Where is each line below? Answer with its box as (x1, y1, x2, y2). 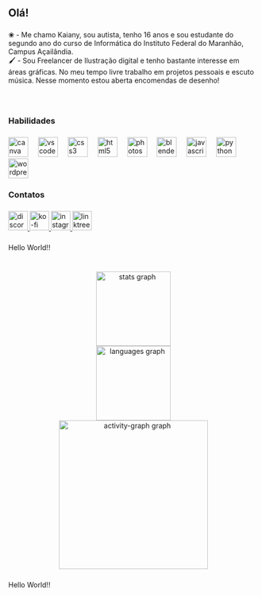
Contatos (8, 190, 45, 200)
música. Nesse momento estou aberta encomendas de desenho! (8, 75, 220, 86)
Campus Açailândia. (8, 47, 74, 56)
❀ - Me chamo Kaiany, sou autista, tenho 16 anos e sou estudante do (8, 30, 234, 40)
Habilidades (8, 115, 56, 126)
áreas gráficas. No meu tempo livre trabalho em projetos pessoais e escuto (8, 67, 254, 77)
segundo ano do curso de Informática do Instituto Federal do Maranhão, (8, 39, 244, 48)
